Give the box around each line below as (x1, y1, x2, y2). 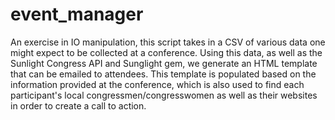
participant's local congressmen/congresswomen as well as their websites (10, 89, 318, 101)
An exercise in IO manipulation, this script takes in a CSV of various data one (10, 36, 326, 48)
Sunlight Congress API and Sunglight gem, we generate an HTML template (10, 57, 318, 69)
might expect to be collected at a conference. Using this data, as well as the (10, 46, 323, 58)
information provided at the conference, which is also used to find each (10, 78, 305, 90)
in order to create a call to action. (10, 99, 147, 112)
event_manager (10, 3, 144, 26)
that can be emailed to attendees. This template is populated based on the (10, 68, 317, 80)
